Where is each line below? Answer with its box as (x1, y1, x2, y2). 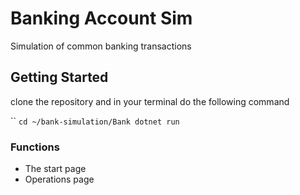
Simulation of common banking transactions (10, 40, 192, 52)
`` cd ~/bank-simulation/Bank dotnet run (10, 115, 180, 127)
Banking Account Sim (10, 7, 193, 30)
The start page (24, 163, 87, 175)
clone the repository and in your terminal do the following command (10, 95, 290, 107)
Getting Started (10, 69, 109, 86)
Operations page (24, 173, 95, 186)
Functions (10, 140, 60, 154)
